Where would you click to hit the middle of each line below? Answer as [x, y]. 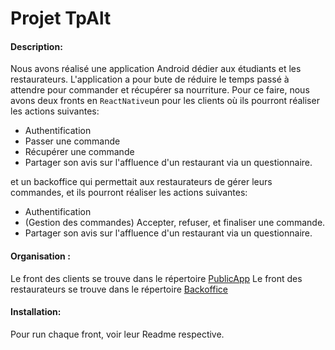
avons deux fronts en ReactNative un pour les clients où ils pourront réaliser [165, 101]
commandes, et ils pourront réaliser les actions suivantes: [129, 193]
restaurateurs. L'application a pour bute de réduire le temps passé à [150, 79]
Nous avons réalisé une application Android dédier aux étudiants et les [156, 69]
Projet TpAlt [61, 18]
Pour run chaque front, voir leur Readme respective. [117, 334]
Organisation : [40, 256]
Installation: [36, 312]
